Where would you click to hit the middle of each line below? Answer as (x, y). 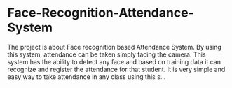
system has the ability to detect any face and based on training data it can (114, 61)
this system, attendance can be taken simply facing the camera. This (107, 54)
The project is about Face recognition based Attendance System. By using (115, 47)
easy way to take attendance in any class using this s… (87, 76)
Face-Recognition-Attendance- (101, 13)
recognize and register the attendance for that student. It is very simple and (116, 69)
